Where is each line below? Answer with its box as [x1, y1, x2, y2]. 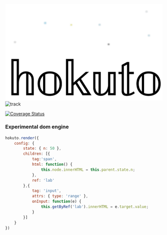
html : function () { [31, 162, 72, 167]
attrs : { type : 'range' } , [31, 194, 88, 199]
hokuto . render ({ [5, 135, 39, 141]
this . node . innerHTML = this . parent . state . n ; [40, 167, 135, 172]
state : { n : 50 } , [23, 146, 61, 151]
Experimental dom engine [5, 124, 69, 131]
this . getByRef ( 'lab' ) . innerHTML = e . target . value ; [40, 204, 149, 209]
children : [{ [23, 151, 50, 157]
